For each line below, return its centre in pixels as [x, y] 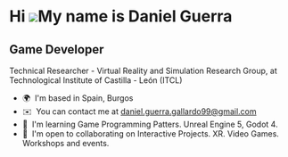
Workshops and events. [66, 143]
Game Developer [57, 50]
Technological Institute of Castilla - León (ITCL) [96, 80]
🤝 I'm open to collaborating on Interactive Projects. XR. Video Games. [150, 134]
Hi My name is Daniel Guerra [121, 17]
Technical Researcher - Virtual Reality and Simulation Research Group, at [144, 70]
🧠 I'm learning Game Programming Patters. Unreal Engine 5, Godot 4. [150, 124]
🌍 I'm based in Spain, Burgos [78, 98]
